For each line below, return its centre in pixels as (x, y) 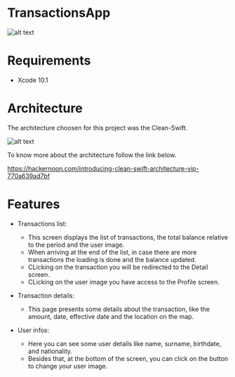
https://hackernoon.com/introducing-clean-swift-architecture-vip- (103, 168)
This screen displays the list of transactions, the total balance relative (128, 237)
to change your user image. (68, 366)
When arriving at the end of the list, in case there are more (112, 252)
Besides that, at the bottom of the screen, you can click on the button (128, 358)
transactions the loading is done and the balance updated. (112, 259)
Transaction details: (46, 295)
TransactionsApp (59, 13)
